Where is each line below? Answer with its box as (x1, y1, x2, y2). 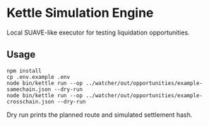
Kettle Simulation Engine (6, 5, 154, 21)
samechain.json (6, 86, 52, 93)
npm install (6, 67, 42, 75)
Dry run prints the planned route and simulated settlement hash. (6, 111, 193, 119)
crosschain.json (6, 98, 54, 105)
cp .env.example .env (6, 73, 71, 80)
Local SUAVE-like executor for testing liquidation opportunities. (6, 28, 190, 37)
